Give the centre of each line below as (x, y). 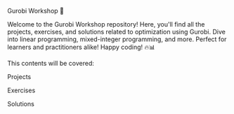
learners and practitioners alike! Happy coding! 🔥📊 (82, 47)
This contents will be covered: (51, 63)
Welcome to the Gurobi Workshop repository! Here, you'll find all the (106, 24)
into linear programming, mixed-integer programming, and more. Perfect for (117, 39)
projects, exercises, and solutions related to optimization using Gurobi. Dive (117, 32)
